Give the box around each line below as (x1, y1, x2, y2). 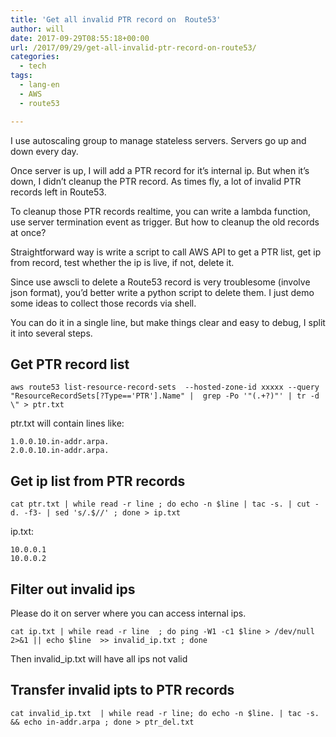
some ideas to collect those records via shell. (10, 297, 197, 309)
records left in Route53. (10, 186, 107, 198)
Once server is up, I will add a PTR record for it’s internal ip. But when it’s (10, 164, 310, 176)
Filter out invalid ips (10, 581, 136, 598)
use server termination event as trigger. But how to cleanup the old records (10, 216, 320, 228)
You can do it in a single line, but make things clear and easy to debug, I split (10, 316, 326, 328)
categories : (10, 52, 60, 62)
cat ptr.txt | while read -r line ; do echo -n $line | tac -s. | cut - (10, 499, 320, 510)
